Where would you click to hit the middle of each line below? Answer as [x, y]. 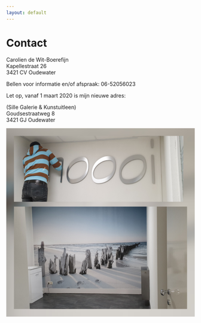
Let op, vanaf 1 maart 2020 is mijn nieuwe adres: [66, 95]
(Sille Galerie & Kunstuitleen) [41, 107]
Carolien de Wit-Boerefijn [37, 59]
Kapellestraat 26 [26, 66]
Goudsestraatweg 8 [31, 113]
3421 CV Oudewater [31, 72]
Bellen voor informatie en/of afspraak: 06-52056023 [71, 84]
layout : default [26, 13]
